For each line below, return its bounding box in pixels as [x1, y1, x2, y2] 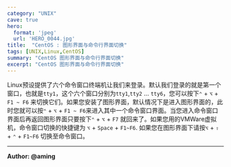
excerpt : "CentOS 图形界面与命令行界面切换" [7, 61, 124, 68]
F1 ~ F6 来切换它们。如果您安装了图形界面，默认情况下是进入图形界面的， [7, 97, 218, 106]
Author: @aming [7, 152, 56, 160]
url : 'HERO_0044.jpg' [13, 36, 76, 42]
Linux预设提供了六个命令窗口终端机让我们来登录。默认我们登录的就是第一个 [7, 80, 221, 89]
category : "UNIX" [7, 10, 57, 17]
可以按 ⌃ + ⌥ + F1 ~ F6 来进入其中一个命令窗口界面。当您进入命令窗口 [25, 106, 219, 114]
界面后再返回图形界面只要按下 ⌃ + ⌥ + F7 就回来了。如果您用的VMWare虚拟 [7, 114, 217, 123]
